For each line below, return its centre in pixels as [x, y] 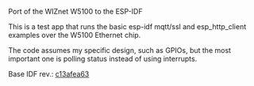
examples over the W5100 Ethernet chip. [75, 35]
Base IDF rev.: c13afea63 [49, 74]
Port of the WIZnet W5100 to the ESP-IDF [75, 11]
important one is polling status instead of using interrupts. [103, 59]
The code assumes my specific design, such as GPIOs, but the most [120, 50]
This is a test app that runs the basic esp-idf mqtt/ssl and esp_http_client [127, 26]
